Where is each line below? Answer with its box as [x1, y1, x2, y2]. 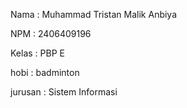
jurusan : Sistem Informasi [10, 86, 118, 98]
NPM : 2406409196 [10, 28, 92, 39]
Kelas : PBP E [10, 47, 65, 59]
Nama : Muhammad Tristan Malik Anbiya [10, 9, 178, 20]
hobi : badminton [10, 67, 80, 78]
